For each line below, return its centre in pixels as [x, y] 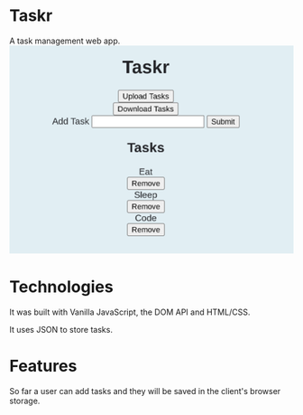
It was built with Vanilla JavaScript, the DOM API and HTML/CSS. [130, 312]
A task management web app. [65, 41]
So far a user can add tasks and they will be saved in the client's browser [145, 391]
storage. [25, 401]
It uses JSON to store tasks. [61, 330]
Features [43, 366]
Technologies [62, 287]
